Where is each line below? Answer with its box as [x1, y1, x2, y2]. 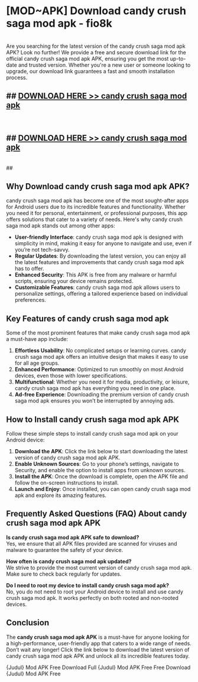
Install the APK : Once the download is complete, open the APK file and [14, 473, 188, 480]
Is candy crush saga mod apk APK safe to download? [6, 534, 139, 541]
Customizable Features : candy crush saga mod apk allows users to [14, 284, 180, 291]
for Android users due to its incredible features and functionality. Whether [6, 203, 186, 210]
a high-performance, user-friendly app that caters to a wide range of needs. [6, 639, 192, 647]
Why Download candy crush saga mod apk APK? [6, 181, 190, 191]
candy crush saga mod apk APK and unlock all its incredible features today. [6, 652, 190, 660]
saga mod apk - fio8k [6, 17, 112, 30]
